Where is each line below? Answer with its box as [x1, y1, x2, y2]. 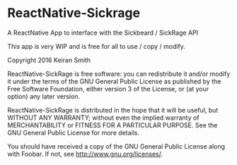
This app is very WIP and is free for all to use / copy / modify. [7, 42, 186, 50]
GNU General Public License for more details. [7, 128, 140, 137]
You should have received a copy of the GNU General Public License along [7, 142, 225, 150]
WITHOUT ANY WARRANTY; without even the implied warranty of [7, 113, 200, 122]
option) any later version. [7, 92, 80, 101]
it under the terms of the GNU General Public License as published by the [7, 76, 221, 86]
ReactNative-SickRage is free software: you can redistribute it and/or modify [7, 69, 231, 78]
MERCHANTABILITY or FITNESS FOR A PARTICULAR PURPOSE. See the [7, 120, 218, 129]
